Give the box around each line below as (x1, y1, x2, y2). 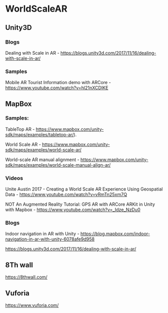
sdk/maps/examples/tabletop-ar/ (5, 131, 74, 137)
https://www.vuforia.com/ (5, 302, 59, 308)
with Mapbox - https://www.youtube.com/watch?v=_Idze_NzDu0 (5, 207, 141, 213)
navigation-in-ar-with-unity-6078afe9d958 (5, 236, 95, 242)
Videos (5, 174, 23, 181)
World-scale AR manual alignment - (5, 156, 79, 163)
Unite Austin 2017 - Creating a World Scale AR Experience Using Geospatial (5, 186, 163, 192)
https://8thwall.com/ (5, 274, 48, 280)
